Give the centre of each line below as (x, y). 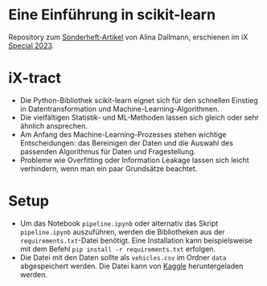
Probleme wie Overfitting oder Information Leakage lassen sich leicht (134, 160)
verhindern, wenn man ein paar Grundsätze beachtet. (109, 168)
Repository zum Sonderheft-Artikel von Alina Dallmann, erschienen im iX (128, 37)
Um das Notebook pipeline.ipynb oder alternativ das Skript (119, 223)
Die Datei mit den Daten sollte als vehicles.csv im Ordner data (123, 257)
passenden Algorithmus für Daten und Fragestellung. (108, 151)
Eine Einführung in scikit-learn (112, 15)
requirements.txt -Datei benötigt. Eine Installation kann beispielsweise (136, 240)
